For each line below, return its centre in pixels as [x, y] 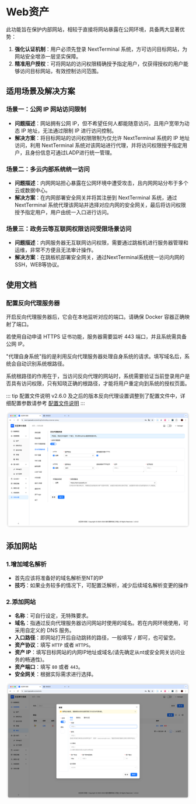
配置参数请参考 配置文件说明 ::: [48, 403]
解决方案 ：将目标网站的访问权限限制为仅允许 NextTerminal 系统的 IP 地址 [102, 138]
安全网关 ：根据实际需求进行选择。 [55, 674]
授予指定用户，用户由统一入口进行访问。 [63, 212]
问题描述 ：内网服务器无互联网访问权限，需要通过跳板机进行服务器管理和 [101, 243]
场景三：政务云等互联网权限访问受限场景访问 [69, 229]
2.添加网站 [21, 602]
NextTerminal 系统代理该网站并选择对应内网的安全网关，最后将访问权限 [100, 205]
